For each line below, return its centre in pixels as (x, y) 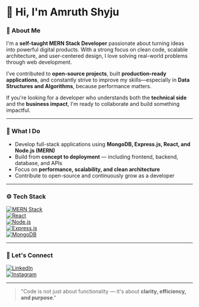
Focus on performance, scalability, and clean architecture (87, 169)
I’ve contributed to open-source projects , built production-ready (86, 74)
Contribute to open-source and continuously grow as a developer (94, 175)
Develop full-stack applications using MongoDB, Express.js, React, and (102, 144)
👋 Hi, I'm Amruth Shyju (63, 12)
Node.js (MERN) (35, 150)
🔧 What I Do (23, 131)
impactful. (18, 110)
